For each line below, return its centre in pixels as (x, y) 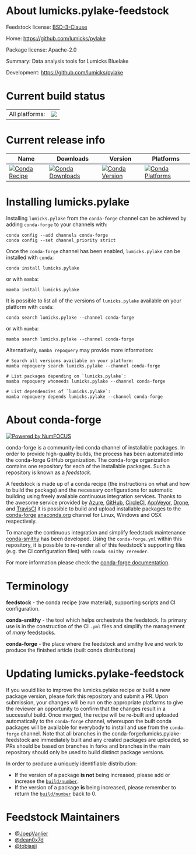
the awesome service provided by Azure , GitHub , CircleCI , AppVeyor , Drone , (98, 502)
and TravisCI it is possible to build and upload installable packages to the (94, 509)
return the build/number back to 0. (55, 793)
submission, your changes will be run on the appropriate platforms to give (95, 702)
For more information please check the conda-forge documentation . (88, 562)
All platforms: (27, 114)
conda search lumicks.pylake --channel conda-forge (70, 318)
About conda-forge (54, 420)
